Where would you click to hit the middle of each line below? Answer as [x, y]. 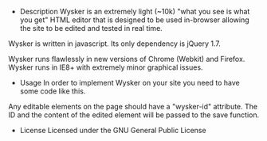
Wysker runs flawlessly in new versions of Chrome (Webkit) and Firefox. [127, 59]
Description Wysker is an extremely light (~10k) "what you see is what [135, 11]
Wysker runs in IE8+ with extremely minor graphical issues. [106, 67]
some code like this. [53, 91]
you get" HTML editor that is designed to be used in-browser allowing [134, 20]
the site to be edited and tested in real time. [91, 28]
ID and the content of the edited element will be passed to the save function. [134, 115]
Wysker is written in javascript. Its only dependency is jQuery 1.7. [115, 44]
